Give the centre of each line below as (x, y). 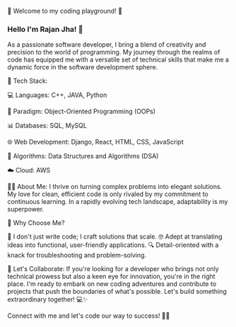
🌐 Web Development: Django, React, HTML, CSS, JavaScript (95, 142)
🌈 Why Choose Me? (36, 223)
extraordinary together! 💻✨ (48, 299)
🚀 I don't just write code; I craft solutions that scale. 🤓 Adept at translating (115, 236)
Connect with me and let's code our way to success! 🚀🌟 (89, 316)
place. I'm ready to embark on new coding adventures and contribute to (112, 284)
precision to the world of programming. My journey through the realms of (114, 52)
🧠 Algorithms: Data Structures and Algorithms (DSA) (83, 156)
